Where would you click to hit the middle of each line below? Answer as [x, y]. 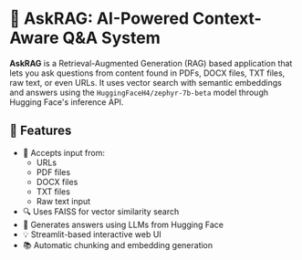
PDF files [53, 172]
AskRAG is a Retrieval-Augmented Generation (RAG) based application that [151, 63]
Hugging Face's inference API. [67, 102]
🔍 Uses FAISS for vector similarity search [101, 211]
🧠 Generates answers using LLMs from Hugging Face [123, 224]
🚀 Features [41, 131]
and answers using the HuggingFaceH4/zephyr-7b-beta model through [139, 92]
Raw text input [63, 201]
